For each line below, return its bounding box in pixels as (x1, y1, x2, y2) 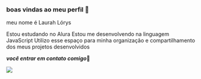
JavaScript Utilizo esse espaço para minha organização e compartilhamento (6, 37, 196, 44)
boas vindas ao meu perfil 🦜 (6, 5, 89, 14)
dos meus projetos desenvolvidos (6, 43, 90, 50)
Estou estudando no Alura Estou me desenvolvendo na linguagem (6, 31, 170, 38)
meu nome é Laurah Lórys (6, 19, 72, 26)
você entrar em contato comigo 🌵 (6, 55, 90, 62)
